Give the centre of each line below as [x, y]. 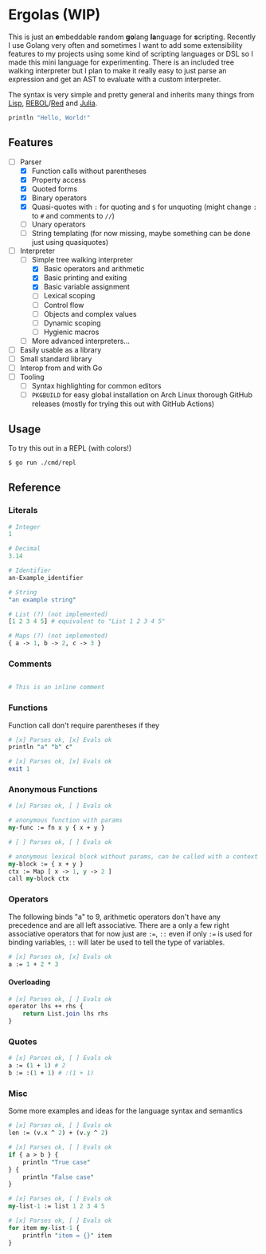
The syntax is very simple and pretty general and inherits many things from [131, 94]
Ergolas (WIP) [55, 15]
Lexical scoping [69, 296]
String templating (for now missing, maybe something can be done [141, 234]
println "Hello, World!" [49, 117]
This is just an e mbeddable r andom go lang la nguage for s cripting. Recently [132, 37]
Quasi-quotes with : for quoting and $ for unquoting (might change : [144, 207]
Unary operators [59, 224]
